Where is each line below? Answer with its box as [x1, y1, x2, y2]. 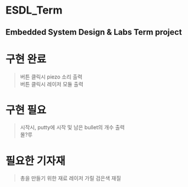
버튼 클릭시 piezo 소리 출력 [20, 73, 83, 80]
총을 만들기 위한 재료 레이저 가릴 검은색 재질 [20, 175, 122, 182]
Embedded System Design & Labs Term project [5, 27, 182, 37]
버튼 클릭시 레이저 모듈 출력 [20, 80, 84, 87]
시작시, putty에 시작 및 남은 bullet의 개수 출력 [20, 124, 125, 131]
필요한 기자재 [5, 154, 66, 168]
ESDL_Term [5, 4, 63, 17]
